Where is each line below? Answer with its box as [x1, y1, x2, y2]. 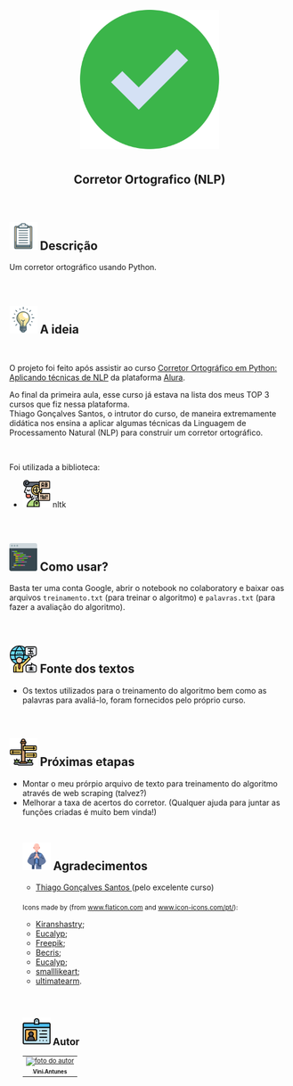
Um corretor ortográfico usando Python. [9, 262, 158, 273]
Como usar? [39, 559, 109, 574]
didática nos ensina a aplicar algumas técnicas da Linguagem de [9, 418, 247, 429]
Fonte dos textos [39, 662, 135, 677]
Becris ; [35, 947, 62, 958]
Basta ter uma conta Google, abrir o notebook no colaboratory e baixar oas [9, 583, 285, 594]
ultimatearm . [35, 975, 82, 986]
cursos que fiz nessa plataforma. [9, 399, 131, 410]
